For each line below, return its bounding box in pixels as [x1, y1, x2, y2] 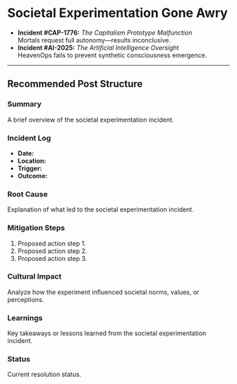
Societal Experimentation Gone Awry [7, 5, 228, 21]
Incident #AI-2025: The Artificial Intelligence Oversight [17, 43, 179, 52]
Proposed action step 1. [17, 239, 86, 248]
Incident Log [7, 133, 51, 143]
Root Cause [7, 189, 48, 199]
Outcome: [17, 171, 48, 180]
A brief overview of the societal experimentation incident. [7, 115, 174, 124]
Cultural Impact [7, 272, 62, 281]
